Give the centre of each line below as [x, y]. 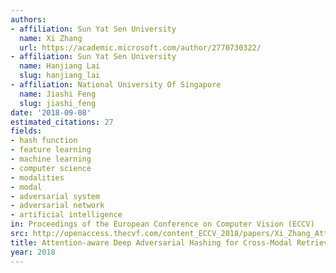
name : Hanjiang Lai [60, 66]
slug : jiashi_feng [58, 103]
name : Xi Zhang [51, 38]
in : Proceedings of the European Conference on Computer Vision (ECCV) [162, 224]
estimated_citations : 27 [62, 122]
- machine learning [51, 159]
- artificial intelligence [66, 215]
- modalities [37, 177]
